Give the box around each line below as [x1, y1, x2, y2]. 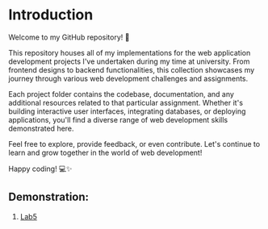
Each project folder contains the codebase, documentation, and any [8, 89, 234, 98]
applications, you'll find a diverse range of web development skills [8, 114, 228, 124]
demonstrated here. [8, 123, 74, 133]
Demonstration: [8, 190, 90, 204]
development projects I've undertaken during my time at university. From [8, 56, 250, 66]
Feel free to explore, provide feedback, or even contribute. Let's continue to [8, 139, 261, 148]
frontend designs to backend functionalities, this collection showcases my [8, 65, 255, 74]
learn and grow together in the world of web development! [8, 148, 203, 157]
